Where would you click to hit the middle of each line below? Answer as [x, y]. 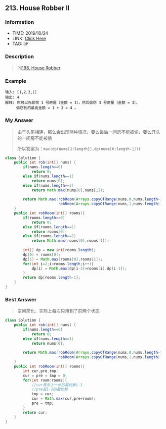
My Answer [19, 120]
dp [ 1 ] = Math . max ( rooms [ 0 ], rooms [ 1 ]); [63, 259]
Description [20, 56]
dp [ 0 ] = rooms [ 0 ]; [42, 255]
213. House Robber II [38, 8]
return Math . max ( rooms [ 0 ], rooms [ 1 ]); [70, 241]
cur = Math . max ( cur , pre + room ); [64, 399]
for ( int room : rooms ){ [45, 380]
